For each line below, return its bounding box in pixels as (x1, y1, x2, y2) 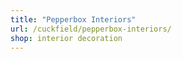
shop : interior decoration (10, 33, 123, 43)
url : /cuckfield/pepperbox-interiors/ (10, 24, 172, 34)
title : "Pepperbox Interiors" (10, 14, 137, 25)
